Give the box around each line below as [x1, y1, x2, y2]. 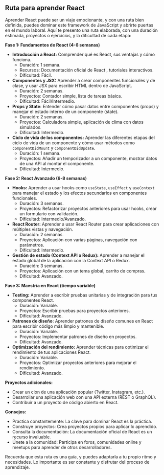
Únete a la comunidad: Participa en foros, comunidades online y [12, 439, 142, 445]
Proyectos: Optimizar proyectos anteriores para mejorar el [19, 360, 137, 365]
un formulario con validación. [19, 210, 79, 217]
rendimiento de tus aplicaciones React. [12, 349, 91, 355]
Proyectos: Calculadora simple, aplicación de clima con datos [19, 119, 143, 125]
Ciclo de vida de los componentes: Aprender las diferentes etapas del [12, 135, 155, 140]
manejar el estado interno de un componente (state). [12, 109, 119, 114]
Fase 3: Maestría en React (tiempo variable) [5, 282, 95, 288]
